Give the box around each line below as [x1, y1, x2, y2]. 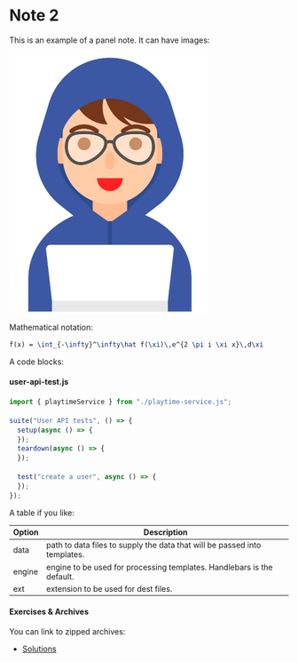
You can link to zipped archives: [9, 626, 126, 636]
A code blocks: [9, 356, 65, 367]
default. [45, 570, 74, 582]
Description [143, 527, 188, 538]
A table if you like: [9, 507, 75, 518]
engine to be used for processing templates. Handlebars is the [45, 562, 273, 572]
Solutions [21, 643, 57, 654]
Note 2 [9, 5, 59, 26]
